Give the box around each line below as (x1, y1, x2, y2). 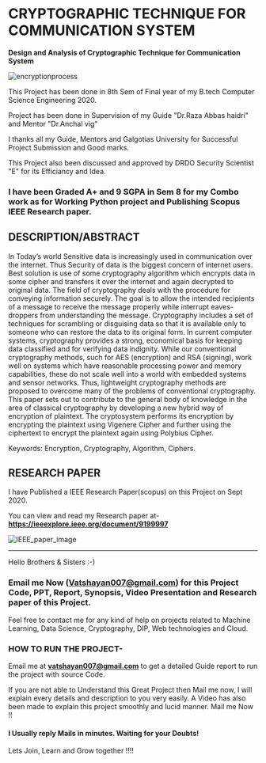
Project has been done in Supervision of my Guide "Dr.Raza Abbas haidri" (8, 110, 249, 120)
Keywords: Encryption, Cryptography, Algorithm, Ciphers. (8, 443, 196, 453)
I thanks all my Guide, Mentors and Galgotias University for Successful (8, 134, 238, 143)
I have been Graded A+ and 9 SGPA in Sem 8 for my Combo (8, 186, 239, 197)
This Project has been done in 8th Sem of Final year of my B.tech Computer (8, 86, 255, 96)
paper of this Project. (8, 597, 91, 608)
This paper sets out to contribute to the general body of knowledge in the (8, 394, 248, 404)
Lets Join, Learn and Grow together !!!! (8, 746, 135, 756)
